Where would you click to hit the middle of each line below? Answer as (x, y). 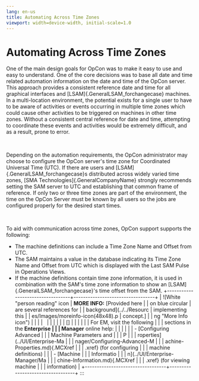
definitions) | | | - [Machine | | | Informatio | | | (70, 354)
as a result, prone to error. (38, 132)
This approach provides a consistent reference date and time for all (89, 88)
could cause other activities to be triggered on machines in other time (91, 113)
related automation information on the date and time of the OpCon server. (96, 82)
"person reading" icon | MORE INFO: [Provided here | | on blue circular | (103, 304)
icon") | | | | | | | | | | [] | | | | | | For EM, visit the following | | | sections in (103, 323)
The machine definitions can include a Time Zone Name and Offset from (103, 246)
